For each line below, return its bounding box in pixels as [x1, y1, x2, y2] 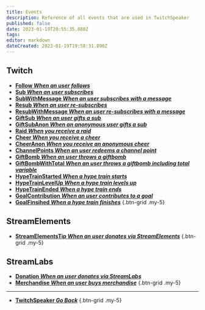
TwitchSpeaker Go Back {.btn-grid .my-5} [15, 297, 122, 304]
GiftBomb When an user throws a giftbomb [15, 153, 127, 160]
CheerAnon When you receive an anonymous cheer [15, 140, 149, 147]
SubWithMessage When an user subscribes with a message [15, 95, 172, 102]
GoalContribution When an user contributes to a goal [15, 192, 153, 199]
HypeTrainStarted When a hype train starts [15, 172, 128, 180]
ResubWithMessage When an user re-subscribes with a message [15, 107, 186, 115]
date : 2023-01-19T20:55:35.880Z [6, 26, 88, 32]
